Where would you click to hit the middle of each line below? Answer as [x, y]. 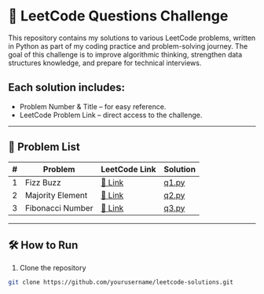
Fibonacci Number [59, 208]
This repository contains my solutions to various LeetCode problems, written [132, 38]
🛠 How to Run [43, 245]
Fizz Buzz [43, 182]
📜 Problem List [44, 147]
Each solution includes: [67, 88]
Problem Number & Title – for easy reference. [93, 106]
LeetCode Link [128, 169]
